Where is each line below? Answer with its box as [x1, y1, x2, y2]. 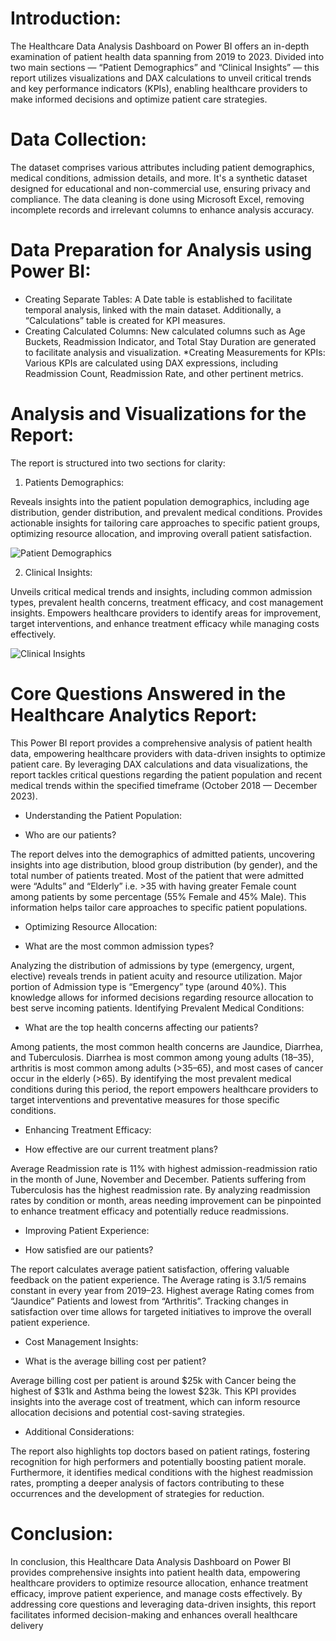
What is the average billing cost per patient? [24, 1355, 207, 1367]
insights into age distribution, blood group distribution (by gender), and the [10, 858, 318, 871]
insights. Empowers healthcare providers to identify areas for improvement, [10, 607, 322, 619]
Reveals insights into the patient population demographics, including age [10, 495, 310, 507]
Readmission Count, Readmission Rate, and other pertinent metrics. [24, 367, 304, 379]
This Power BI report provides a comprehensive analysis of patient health [10, 737, 313, 749]
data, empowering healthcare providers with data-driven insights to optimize [10, 747, 326, 759]
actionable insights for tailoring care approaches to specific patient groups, [10, 517, 321, 529]
